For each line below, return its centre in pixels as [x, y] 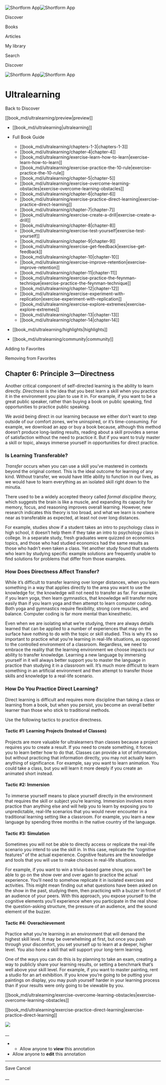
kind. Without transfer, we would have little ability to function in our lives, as [82, 477]
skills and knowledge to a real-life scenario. [49, 676]
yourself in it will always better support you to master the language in [75, 660]
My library [16, 46]
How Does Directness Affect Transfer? [52, 571]
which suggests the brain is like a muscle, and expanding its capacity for [79, 502]
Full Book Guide [28, 137]
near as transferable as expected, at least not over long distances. [72, 518]
